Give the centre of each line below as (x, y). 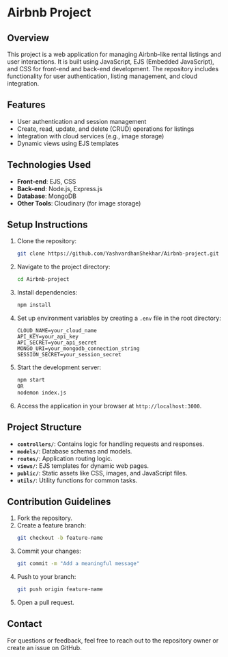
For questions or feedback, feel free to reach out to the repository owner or (113, 640)
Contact (25, 624)
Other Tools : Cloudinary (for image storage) (79, 203)
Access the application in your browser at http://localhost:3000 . (109, 406)
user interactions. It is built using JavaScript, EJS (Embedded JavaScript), (111, 62)
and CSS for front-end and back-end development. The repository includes (113, 69)
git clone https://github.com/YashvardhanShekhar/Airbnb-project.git (118, 254)
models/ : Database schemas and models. (74, 451)
